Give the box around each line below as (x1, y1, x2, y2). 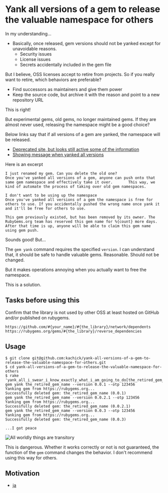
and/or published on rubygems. (5, 314, 70, 320)
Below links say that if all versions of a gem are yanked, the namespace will (5, 131, 160, 137)
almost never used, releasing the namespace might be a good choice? (5, 121, 150, 127)
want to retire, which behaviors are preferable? (5, 76, 101, 82)
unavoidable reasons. (12, 45, 57, 51)
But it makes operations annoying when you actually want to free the (5, 266, 146, 272)
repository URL (12, 96, 44, 103)
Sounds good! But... (5, 236, 46, 242)
